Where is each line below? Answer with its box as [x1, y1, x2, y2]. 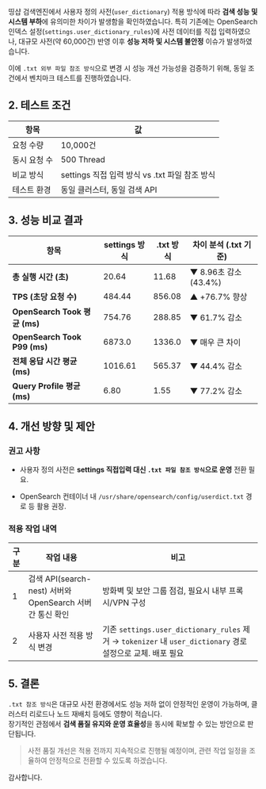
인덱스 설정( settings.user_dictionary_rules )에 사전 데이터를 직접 [8, 27, 218, 36]
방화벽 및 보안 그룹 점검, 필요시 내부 [102, 585, 227, 596]
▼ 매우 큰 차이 [189, 336, 241, 347]
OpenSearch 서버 [28, 597, 93, 608]
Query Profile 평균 [12, 380, 81, 391]
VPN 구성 [112, 597, 146, 608]
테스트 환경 [12, 184, 51, 195]
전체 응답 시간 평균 [12, 355, 78, 366]
